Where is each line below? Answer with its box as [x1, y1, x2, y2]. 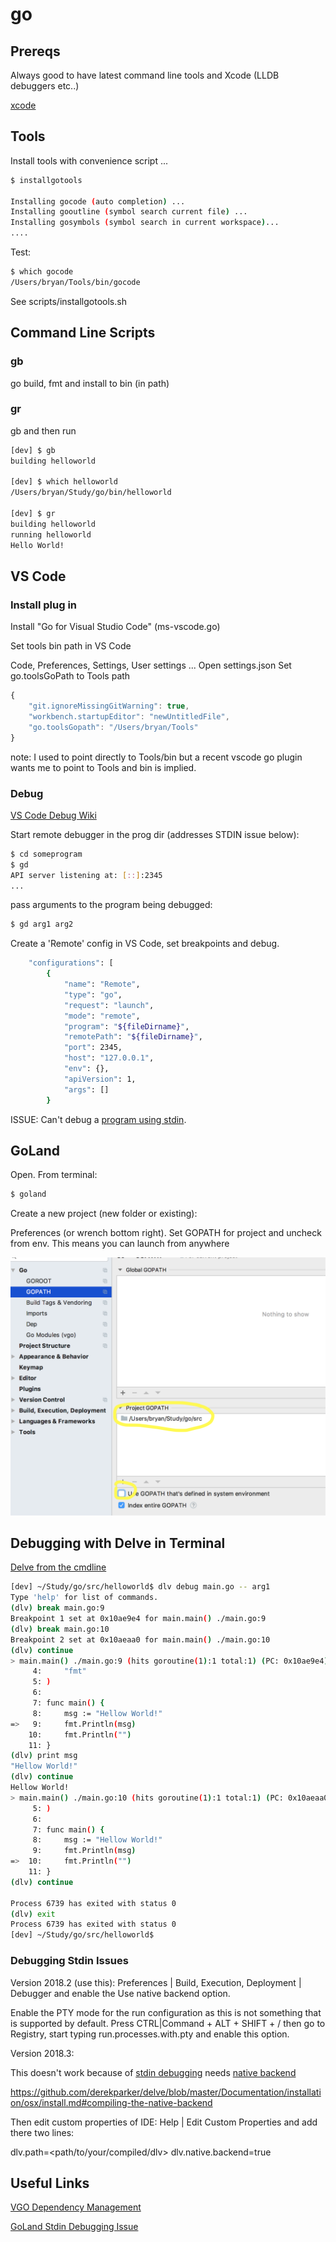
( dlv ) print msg [10, 1751, 78, 1761]
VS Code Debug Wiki [10, 809, 97, 821]
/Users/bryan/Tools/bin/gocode [10, 277, 141, 287]
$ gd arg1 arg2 [10, 919, 74, 930]
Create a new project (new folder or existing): [10, 1208, 198, 1220]
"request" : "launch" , [63, 1000, 155, 1010]
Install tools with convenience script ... [10, 154, 169, 167]
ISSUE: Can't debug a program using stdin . [10, 1113, 187, 1125]
